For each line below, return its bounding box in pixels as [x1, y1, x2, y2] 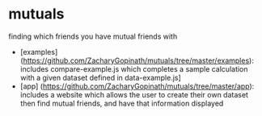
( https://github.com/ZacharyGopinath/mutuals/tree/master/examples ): [19, 56, 255, 65]
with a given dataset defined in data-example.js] [19, 72, 182, 82]
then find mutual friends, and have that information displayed [19, 98, 224, 108]
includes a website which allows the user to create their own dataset [19, 89, 249, 99]
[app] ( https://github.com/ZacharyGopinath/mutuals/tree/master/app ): [19, 81, 255, 91]
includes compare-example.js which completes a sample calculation [19, 64, 248, 73]
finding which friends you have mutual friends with [8, 31, 178, 41]
